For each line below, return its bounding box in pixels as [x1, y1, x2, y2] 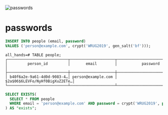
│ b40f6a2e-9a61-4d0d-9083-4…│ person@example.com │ [5, 74, 117, 79]
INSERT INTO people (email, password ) [5, 38, 86, 43]
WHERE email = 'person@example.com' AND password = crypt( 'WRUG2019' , [9, 101, 160, 106]
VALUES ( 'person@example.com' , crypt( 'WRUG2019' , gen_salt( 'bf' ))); [5, 43, 151, 48]
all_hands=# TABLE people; [5, 52, 61, 57]
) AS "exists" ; [5, 105, 37, 111]
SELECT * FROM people [9, 96, 55, 101]
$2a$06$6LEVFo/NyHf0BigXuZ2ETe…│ [5, 78, 75, 83]
